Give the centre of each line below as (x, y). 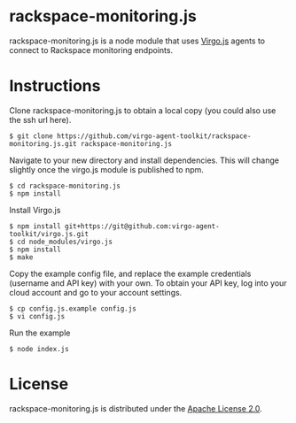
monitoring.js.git (43, 143)
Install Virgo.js (35, 210)
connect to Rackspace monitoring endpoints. (91, 50)
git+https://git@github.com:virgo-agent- (142, 226)
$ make (21, 257)
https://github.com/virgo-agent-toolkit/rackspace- (154, 136)
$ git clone (31, 136)
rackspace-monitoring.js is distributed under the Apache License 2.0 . (136, 408)
